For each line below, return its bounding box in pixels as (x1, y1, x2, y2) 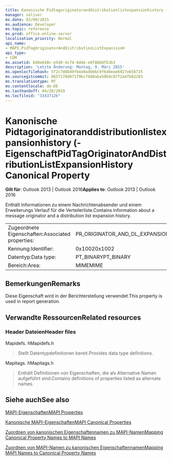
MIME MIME (75, 262, 103, 269)
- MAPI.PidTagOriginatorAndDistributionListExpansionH (5, 46, 125, 51)
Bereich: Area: (8, 262, 41, 269)
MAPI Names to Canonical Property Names (5, 450, 96, 456)
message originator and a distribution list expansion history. (5, 213, 132, 219)
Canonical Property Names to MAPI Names (5, 434, 96, 441)
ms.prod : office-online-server (5, 31, 72, 36)
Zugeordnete (8, 224, 39, 231)
